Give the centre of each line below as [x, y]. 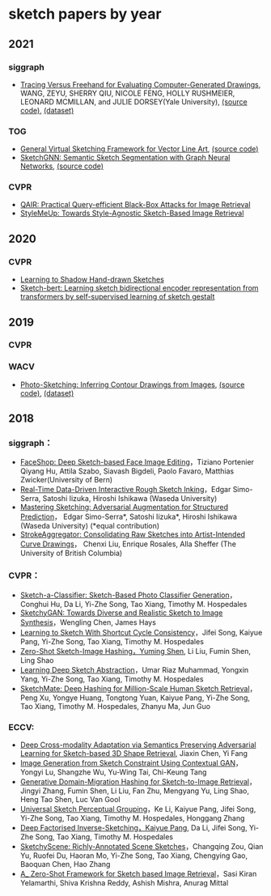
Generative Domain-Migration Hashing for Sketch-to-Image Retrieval [134, 782]
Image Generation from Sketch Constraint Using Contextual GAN [128, 763]
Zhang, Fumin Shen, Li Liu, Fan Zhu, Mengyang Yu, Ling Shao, [146, 791]
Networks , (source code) [61, 166]
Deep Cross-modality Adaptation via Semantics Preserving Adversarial [138, 745]
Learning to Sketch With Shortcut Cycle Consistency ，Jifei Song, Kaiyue [141, 632]
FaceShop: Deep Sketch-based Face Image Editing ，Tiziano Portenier [137, 462]
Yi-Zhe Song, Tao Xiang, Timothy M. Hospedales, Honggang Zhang [132, 818]
